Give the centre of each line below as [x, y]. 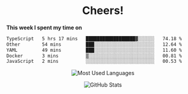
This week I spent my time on [44, 27]
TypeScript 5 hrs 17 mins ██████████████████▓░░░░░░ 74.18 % [94, 38]
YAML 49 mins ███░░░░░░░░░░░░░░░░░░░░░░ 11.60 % [94, 50]
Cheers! [103, 11]
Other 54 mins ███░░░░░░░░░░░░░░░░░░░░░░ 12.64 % [94, 44]
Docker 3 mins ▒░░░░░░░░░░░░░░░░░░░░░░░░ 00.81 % [94, 56]
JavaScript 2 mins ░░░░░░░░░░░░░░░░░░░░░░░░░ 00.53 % [94, 62]
